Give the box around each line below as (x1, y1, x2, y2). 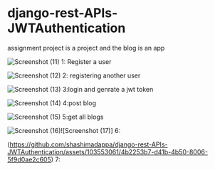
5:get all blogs (62, 112, 104, 121)
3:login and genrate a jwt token (62, 85, 154, 93)
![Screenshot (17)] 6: (60, 126, 121, 134)
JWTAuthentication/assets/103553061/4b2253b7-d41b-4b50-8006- (7, 147, 209, 156)
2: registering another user (62, 71, 141, 80)
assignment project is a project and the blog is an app (7, 43, 165, 52)
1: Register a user (61, 57, 112, 65)
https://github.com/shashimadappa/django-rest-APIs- (9, 140, 168, 149)
